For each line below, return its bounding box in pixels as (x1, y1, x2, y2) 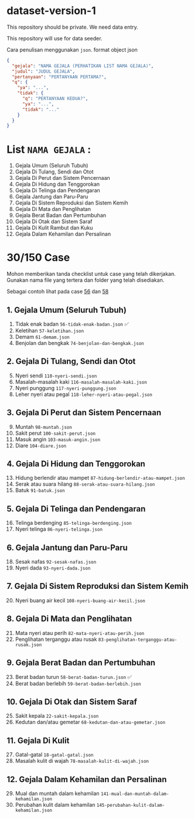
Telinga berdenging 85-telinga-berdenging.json (15, 520, 132, 527)
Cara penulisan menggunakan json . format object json (6, 46, 138, 53)
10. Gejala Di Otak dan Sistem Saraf (6, 697, 137, 707)
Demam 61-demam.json (15, 333, 70, 340)
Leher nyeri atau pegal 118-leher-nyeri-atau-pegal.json (15, 391, 153, 398)
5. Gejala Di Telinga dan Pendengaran (6, 504, 146, 514)
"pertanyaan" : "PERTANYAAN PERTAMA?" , (12, 74, 107, 80)
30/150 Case (6, 251, 70, 264)
